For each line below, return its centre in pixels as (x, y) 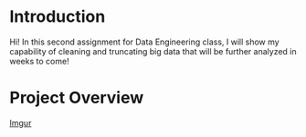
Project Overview (77, 98)
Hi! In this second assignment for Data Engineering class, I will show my (145, 42)
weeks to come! (40, 61)
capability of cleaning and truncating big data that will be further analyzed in (153, 51)
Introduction (58, 17)
